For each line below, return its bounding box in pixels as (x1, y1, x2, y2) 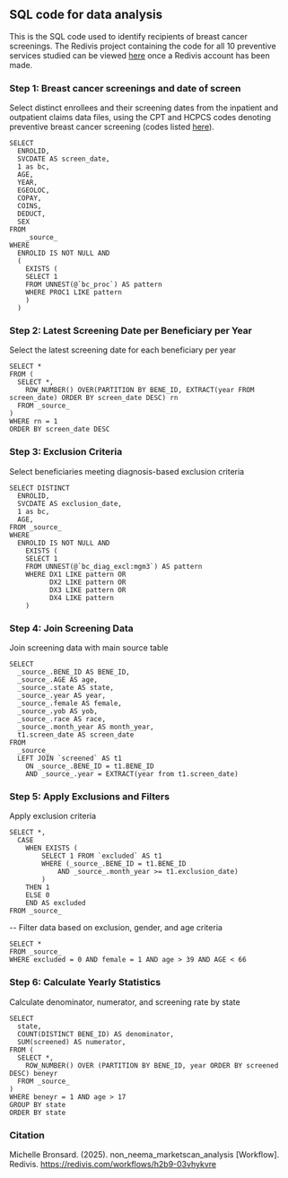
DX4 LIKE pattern (48, 593, 115, 602)
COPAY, (17, 194, 42, 203)
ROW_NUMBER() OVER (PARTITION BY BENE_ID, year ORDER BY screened (25, 1060, 279, 1070)
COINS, (17, 202, 42, 211)
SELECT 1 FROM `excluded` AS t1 (41, 851, 163, 860)
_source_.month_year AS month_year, (17, 722, 154, 731)
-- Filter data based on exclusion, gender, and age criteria (9, 922, 223, 933)
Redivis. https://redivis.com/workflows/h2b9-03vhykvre (9, 1158, 217, 1169)
